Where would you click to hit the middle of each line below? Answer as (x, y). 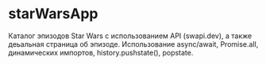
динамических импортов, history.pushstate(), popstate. (101, 52)
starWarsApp (53, 14)
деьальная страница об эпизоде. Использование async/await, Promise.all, (133, 44)
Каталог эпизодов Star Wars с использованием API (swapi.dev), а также (130, 36)
